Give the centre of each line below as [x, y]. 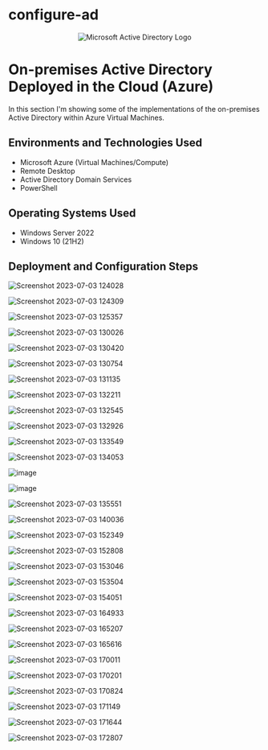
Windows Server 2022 [57, 233]
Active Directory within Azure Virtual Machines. [86, 117]
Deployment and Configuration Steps [104, 266]
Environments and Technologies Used [106, 143]
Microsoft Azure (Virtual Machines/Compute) [94, 162]
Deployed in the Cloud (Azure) [111, 87]
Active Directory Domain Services [76, 179]
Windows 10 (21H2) [52, 241]
